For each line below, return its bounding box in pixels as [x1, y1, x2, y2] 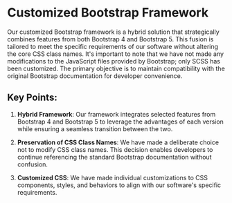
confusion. [17, 160, 48, 168]
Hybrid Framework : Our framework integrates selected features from [17, 110, 216, 118]
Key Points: [7, 92, 57, 104]
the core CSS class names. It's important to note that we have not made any [7, 50, 224, 58]
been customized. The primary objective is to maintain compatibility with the [7, 64, 225, 72]
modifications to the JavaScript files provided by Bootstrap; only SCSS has [7, 57, 220, 65]
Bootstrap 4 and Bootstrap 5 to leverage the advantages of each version [17, 117, 224, 126]
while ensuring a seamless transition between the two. [17, 124, 173, 133]
